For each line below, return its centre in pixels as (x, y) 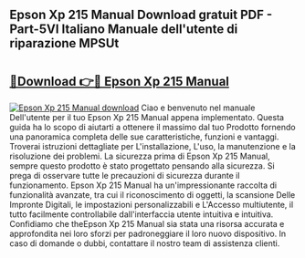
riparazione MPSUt (64, 43)
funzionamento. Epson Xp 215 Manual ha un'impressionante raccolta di (143, 185)
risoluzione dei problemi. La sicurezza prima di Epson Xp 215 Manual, (140, 156)
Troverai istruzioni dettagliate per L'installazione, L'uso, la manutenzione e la (153, 146)
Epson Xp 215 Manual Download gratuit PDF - (141, 15)
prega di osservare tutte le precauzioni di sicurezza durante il (125, 175)
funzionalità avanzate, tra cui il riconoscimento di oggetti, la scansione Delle (152, 195)
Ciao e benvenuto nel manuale (198, 108)
